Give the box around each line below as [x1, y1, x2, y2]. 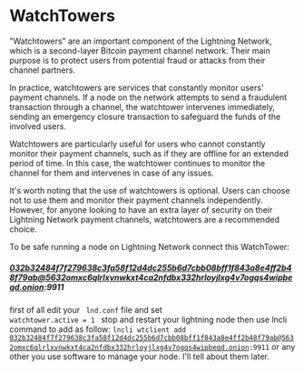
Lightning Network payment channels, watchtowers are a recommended [9, 214, 279, 225]
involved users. [9, 120, 66, 132]
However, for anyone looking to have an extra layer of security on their [9, 204, 273, 215]
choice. [9, 224, 38, 235]
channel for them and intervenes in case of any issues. [9, 167, 215, 178]
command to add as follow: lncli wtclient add [9, 324, 186, 335]
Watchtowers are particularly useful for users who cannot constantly [9, 138, 266, 149]
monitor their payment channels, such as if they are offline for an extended [9, 147, 289, 159]
